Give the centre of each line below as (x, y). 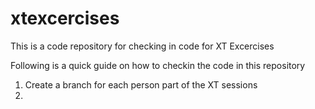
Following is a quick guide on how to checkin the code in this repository (158, 65)
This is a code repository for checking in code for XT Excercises (142, 46)
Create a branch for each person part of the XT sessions (141, 84)
